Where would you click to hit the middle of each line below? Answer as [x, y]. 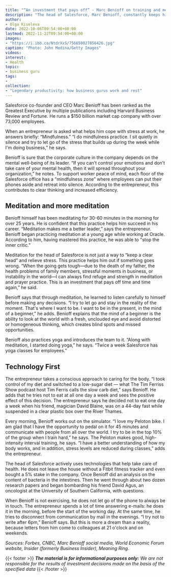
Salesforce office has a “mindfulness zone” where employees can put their [83, 179]
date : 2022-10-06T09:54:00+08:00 [41, 29]
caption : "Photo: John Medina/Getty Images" [53, 48]
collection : [18, 86]
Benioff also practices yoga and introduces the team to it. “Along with [78, 340]
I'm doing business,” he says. [36, 147]
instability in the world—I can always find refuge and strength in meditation [84, 277]
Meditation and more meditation [57, 206]
